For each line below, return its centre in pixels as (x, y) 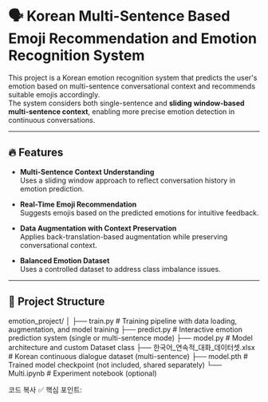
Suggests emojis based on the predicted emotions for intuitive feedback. (139, 212)
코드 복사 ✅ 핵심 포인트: (45, 389)
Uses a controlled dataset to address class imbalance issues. (120, 269)
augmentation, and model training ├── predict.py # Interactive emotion (126, 329)
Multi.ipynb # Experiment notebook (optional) (83, 373)
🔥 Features (36, 153)
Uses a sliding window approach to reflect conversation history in (128, 180)
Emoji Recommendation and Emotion (133, 39)
